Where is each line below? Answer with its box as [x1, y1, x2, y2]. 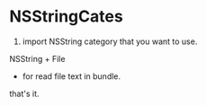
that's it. [9, 88, 40, 99]
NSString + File [9, 53, 66, 64]
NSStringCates [9, 6, 123, 27]
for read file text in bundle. [22, 70, 121, 82]
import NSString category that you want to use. [22, 36, 198, 47]
